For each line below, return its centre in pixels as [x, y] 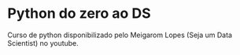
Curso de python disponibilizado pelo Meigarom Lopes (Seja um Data [120, 35]
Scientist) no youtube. [43, 43]
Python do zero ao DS [79, 14]
